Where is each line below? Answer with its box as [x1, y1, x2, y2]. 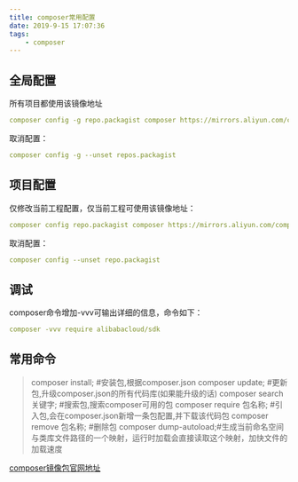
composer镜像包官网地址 [9, 462, 101, 473]
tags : [9, 29, 29, 38]
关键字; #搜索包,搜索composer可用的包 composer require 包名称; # [30, 399, 276, 409]
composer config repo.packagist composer [9, 220, 165, 229]
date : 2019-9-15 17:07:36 [9, 21, 105, 30]
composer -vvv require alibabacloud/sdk [9, 325, 161, 334]
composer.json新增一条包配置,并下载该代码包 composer [64, 410, 269, 421]
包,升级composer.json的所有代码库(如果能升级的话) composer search [30, 388, 284, 399]
